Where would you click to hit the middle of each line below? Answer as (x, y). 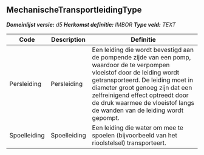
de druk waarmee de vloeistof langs (143, 102)
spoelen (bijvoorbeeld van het (134, 135)
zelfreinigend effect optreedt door (141, 95)
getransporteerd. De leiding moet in (142, 80)
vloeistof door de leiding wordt (136, 72)
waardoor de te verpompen (131, 65)
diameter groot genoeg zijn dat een (142, 87)
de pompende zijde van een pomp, (141, 57)
